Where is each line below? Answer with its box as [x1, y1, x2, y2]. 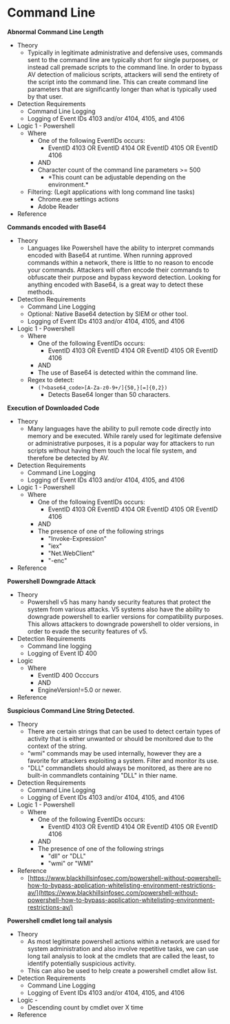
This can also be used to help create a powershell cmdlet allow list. [27, 966, 218, 974]
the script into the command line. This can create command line [27, 77, 209, 86]
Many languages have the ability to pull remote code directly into [27, 424, 211, 433]
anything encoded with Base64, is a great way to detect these [27, 280, 204, 288]
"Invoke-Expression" [48, 534, 107, 542]
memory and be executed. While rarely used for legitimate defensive [27, 431, 222, 440]
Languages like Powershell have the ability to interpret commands [27, 244, 215, 252]
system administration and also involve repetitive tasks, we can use [27, 944, 219, 953]
